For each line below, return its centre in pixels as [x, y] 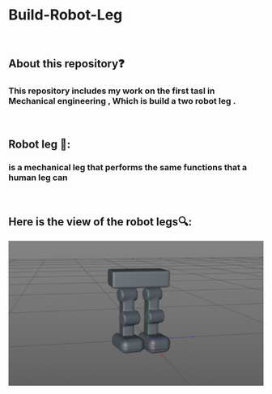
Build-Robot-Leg [66, 15]
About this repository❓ [67, 64]
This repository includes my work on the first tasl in [112, 91]
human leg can [38, 178]
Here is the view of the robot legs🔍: [100, 222]
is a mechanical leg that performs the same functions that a [128, 167]
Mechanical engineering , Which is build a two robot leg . [122, 101]
